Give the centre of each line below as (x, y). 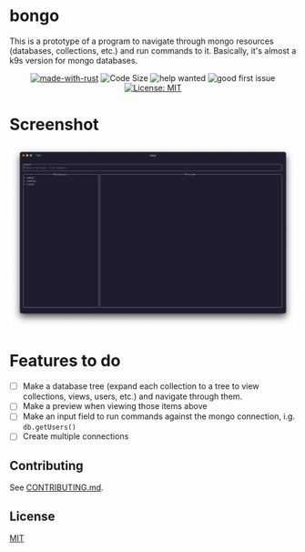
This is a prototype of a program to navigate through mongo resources (142, 41)
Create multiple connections (76, 436)
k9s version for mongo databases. (74, 60)
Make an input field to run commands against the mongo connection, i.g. (159, 416)
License (32, 516)
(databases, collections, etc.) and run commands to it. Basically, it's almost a (153, 50)
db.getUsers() (49, 428)
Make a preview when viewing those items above (115, 406)
